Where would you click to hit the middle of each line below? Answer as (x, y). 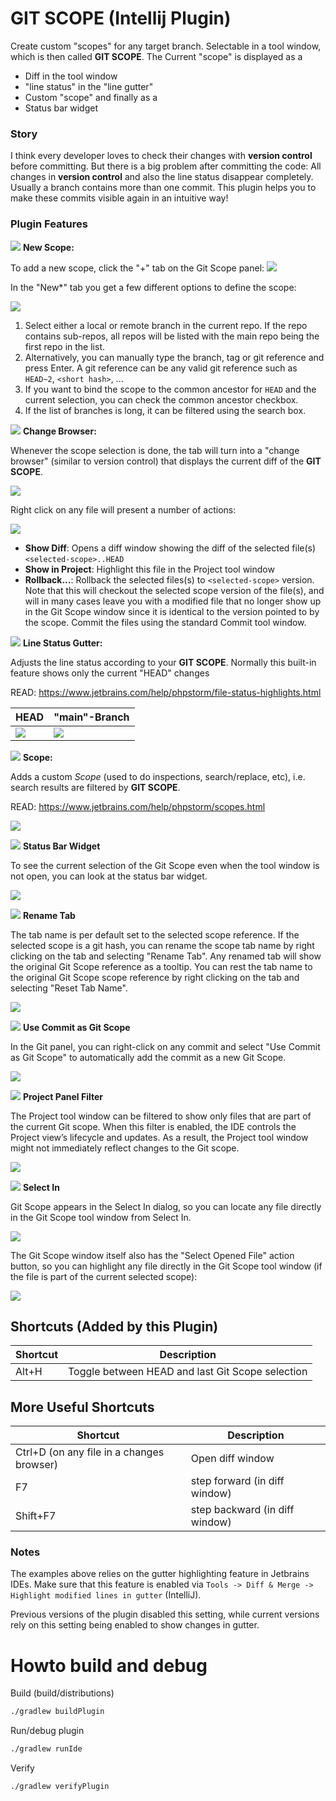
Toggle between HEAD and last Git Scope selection (188, 1372)
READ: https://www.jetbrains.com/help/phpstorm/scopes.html (138, 806)
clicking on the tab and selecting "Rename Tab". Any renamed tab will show (166, 956)
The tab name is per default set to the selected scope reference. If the (155, 934)
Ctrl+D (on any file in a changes (90, 1452)
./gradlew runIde (46, 1749)
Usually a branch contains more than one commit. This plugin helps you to (163, 188)
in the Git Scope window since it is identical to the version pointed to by (172, 611)
